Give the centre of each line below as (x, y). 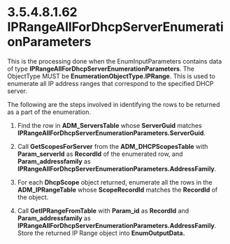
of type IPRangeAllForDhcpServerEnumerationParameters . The (101, 69)
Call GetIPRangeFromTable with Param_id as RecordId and (103, 210)
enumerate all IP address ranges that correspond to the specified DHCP (111, 83)
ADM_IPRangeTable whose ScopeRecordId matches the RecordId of (117, 189)
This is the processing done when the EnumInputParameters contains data (115, 61)
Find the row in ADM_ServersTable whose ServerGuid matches (110, 125)
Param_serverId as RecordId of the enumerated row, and (100, 154)
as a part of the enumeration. (49, 112)
